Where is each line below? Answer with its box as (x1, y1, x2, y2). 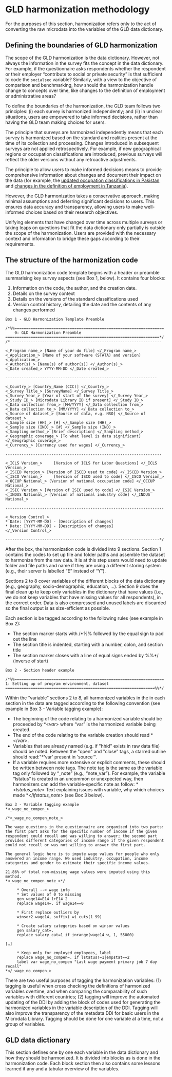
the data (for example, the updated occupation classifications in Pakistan (5, 177, 160, 183)
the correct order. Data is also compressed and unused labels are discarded (5, 600, 166, 606)
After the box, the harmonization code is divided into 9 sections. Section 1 (5, 546, 161, 552)
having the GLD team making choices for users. (5, 119, 106, 125)
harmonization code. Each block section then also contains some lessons (5, 1060, 161, 1067)
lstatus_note (16, 786, 42, 792)
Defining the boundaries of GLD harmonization (5, 41, 158, 50)
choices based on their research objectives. (25, 209, 119, 215)
